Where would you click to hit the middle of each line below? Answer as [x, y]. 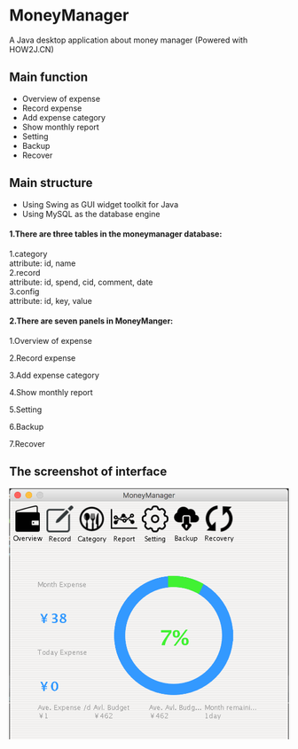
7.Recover [27, 443]
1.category [28, 254]
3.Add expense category [55, 375]
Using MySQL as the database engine [91, 214]
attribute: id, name [43, 263]
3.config [24, 291]
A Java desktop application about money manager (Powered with [129, 40]
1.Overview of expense [51, 340]
